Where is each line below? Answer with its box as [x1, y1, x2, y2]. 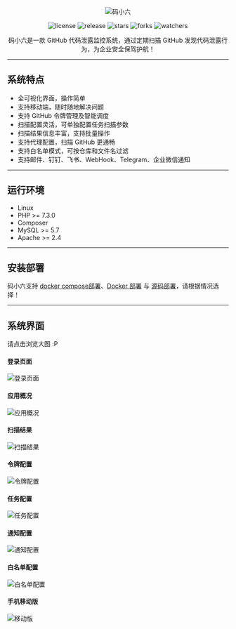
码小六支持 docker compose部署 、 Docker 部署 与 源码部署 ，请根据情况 [7, 282, 213, 291]
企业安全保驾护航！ [99, 45, 155, 53]
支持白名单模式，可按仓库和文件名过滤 [17, 146, 129, 154]
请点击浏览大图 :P [7, 340, 58, 348]
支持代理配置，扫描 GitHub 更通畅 [17, 138, 116, 146]
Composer [17, 218, 48, 227]
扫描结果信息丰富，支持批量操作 [17, 128, 110, 137]
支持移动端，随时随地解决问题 [17, 102, 104, 111]
